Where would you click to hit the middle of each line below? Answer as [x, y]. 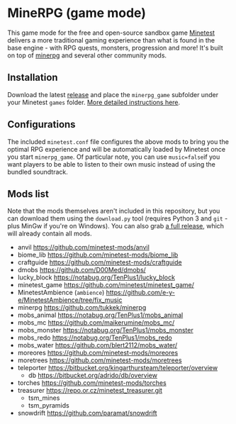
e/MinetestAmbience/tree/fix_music [70, 300]
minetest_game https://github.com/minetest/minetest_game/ [106, 285]
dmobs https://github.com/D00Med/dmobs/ [82, 270]
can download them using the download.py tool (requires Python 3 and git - [118, 218]
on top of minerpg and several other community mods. [87, 55]
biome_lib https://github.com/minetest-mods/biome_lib [98, 255]
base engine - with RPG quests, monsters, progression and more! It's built [115, 48]
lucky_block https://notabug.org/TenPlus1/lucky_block [96, 277]
